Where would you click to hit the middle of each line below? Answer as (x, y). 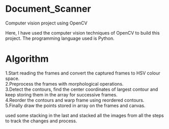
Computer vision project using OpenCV (46, 23)
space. (12, 78)
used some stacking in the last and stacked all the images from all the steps (84, 115)
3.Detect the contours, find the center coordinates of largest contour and (82, 89)
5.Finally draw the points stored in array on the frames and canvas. (75, 106)
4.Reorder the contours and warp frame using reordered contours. (75, 100)
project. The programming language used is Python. (60, 38)
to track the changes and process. (41, 121)
